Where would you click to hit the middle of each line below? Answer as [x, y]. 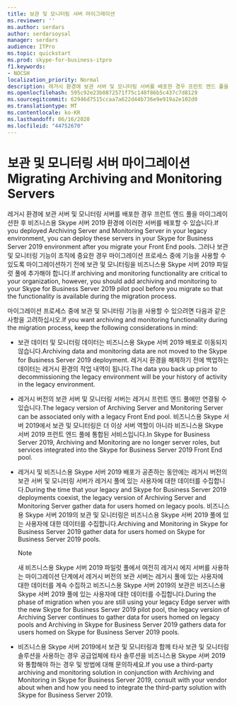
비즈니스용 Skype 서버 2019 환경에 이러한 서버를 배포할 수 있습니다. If [123, 223]
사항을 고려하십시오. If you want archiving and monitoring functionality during [117, 320]
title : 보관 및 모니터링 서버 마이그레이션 [61, 14]
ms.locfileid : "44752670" [45, 126]
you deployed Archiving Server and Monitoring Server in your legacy [107, 231]
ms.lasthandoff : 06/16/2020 [49, 119]
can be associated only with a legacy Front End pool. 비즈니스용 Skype [120, 417]
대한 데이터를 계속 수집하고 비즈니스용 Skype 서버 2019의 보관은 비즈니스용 [121, 586]
